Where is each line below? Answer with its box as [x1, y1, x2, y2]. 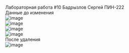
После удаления [5, 36, 41, 42]
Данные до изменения [5, 10, 54, 16]
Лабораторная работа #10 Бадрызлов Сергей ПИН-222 [5, 5, 124, 10]
